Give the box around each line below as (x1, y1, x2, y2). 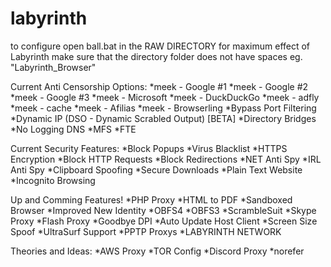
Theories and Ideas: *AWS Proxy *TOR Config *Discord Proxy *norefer (10, 245, 305, 257)
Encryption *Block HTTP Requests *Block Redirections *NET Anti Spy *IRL (10, 153, 322, 165)
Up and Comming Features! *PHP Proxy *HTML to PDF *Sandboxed (10, 193, 293, 206)
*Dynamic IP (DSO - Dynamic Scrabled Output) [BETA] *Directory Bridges (10, 112, 317, 124)
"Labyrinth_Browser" (10, 61, 97, 73)
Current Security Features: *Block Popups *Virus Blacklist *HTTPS (10, 142, 288, 154)
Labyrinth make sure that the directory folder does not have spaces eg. (10, 50, 303, 62)
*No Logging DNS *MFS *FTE (10, 123, 137, 135)
